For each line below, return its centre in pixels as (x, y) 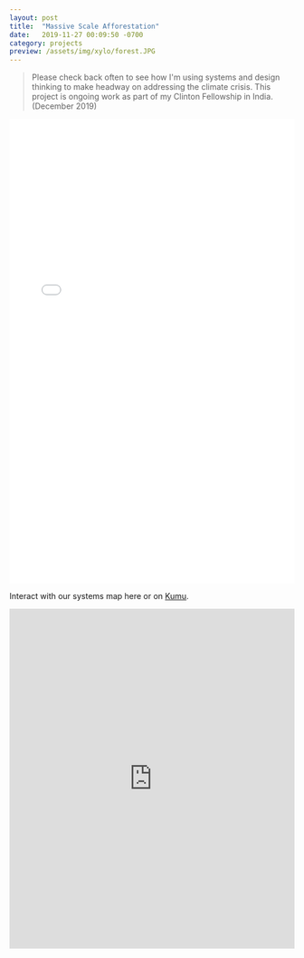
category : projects (46, 43)
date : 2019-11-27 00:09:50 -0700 (76, 34)
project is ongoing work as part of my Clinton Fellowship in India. (152, 97)
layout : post (34, 18)
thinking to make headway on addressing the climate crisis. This (151, 87)
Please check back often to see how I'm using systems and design (156, 77)
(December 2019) (64, 106)
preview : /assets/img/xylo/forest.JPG (82, 52)
